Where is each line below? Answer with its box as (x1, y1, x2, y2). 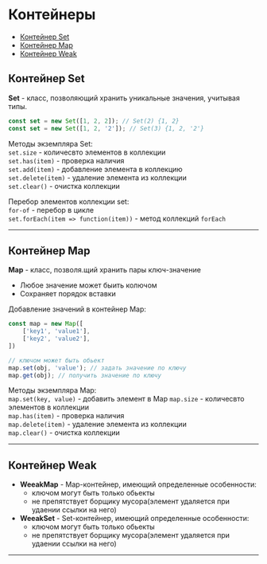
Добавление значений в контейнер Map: (8, 304, 147, 314)
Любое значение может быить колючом (19, 280, 157, 290)
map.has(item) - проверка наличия (8, 411, 125, 421)
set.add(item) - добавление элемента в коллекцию (8, 164, 183, 174)
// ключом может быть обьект (8, 356, 105, 364)
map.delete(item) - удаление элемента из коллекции (8, 420, 187, 429)
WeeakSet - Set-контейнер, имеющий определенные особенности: (19, 514, 250, 523)
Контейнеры (8, 6, 96, 24)
